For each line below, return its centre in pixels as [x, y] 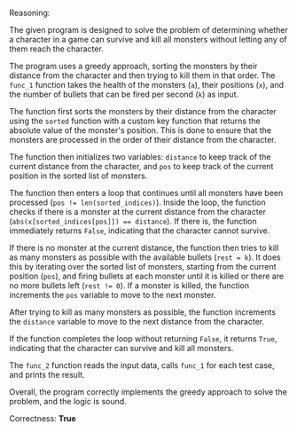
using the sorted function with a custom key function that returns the [135, 121]
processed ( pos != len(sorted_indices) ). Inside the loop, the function [137, 202]
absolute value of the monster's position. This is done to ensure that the [141, 130]
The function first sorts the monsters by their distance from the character [143, 111]
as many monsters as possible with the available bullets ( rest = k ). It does [145, 257]
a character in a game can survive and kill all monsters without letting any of [148, 39]
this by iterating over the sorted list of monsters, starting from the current [143, 266]
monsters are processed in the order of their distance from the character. [143, 140]
